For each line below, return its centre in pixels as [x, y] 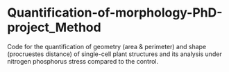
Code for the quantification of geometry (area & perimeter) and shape [107, 46]
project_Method [54, 27]
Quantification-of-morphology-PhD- [115, 13]
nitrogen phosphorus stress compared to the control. [83, 61]
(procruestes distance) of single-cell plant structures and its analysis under [114, 54]
